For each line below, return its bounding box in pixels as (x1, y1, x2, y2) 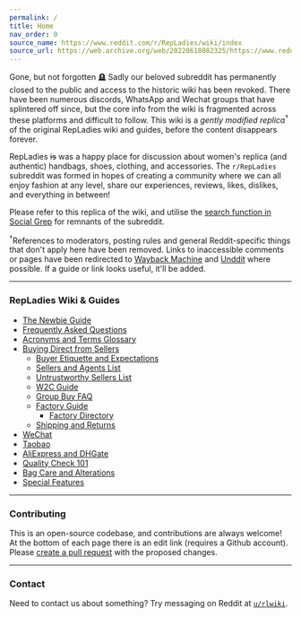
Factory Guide (35, 400, 89, 411)
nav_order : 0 (9, 30, 58, 39)
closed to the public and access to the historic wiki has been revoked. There (9, 84, 291, 95)
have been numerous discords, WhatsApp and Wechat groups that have (9, 94, 275, 105)
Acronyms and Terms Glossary (21, 334, 137, 344)
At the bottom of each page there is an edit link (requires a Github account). (9, 537, 288, 548)
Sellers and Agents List (35, 362, 121, 373)
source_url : (9, 47, 54, 56)
